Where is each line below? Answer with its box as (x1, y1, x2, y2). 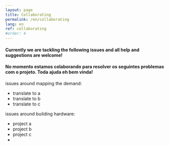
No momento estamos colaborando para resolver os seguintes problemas (5, 64, 164, 70)
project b (12, 126, 32, 132)
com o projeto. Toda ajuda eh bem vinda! (5, 69, 93, 75)
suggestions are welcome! (5, 52, 63, 58)
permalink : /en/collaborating (5, 17, 70, 22)
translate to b (12, 95, 41, 101)
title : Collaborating (5, 12, 51, 17)
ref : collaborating (5, 26, 47, 31)
